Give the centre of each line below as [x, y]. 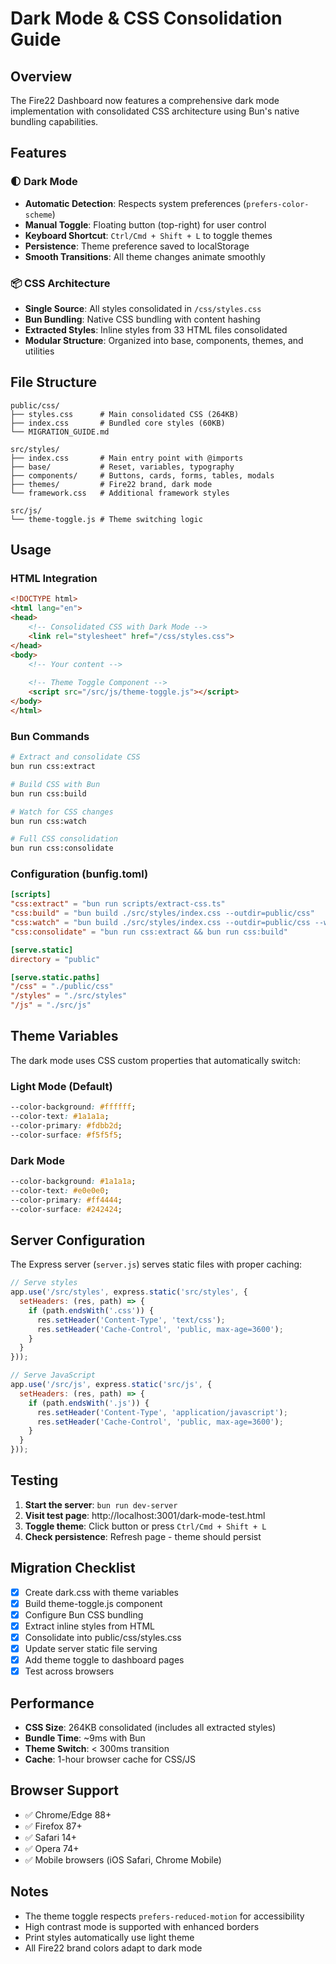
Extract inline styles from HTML [90, 1626]
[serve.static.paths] [55, 977]
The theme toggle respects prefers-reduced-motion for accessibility [164, 1916]
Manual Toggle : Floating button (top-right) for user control [145, 224]
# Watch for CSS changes [62, 812]
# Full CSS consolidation [64, 839]
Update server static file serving [91, 1648]
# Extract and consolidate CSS [75, 757]
